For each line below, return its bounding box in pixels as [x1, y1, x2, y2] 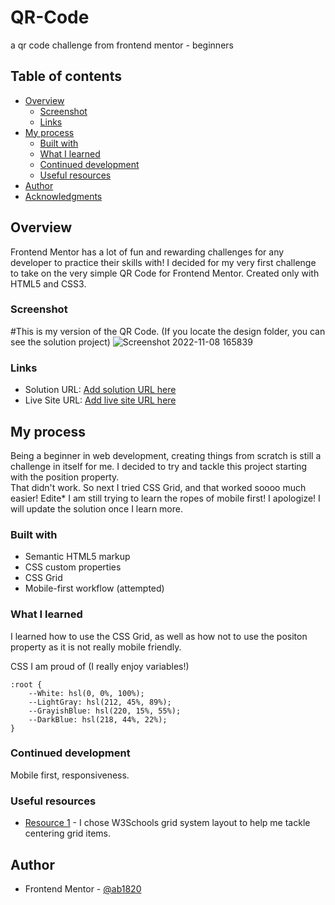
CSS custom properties [24, 561, 122, 573]
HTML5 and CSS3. [10, 277, 87, 290]
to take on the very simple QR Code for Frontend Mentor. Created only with [10, 267, 320, 279]
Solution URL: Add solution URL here [24, 384, 177, 396]
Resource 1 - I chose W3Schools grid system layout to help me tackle [24, 817, 311, 829]
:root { [10, 679, 43, 690]
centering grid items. [24, 827, 112, 840]
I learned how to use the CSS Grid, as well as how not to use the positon [10, 630, 308, 642]
